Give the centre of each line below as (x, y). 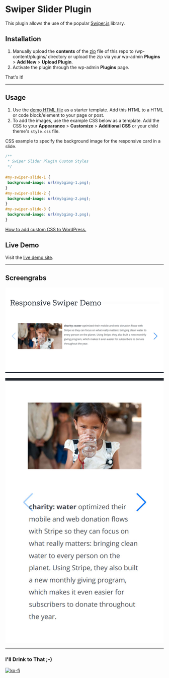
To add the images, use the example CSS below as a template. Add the (86, 120)
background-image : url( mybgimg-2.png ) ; (49, 198)
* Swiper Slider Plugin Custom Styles (48, 161)
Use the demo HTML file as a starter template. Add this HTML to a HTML (88, 110)
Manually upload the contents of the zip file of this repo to (73, 51)
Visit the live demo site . (29, 257)
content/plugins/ (29, 56)
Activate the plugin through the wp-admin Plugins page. (71, 67)
